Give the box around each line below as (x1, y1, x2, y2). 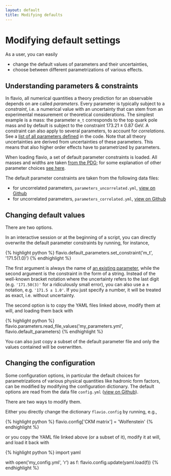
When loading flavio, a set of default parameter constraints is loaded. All (5, 154, 157, 161)
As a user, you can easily (5, 51, 58, 57)
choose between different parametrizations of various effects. (12, 67, 143, 73)
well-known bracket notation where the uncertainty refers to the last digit (5, 276, 159, 282)
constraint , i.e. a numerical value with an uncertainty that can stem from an (5, 106, 163, 112)
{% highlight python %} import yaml (5, 449, 81, 455)
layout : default (5, 7, 40, 13)
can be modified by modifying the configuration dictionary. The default (5, 383, 155, 389)
